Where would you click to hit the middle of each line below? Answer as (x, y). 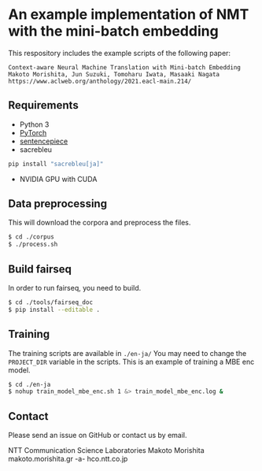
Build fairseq (40, 269)
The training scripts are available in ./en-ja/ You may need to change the (127, 353)
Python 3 (34, 124)
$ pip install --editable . (54, 310)
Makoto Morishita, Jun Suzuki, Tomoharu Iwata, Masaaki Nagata (114, 74)
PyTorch (33, 132)
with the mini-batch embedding (113, 31)
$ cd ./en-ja (30, 384)
